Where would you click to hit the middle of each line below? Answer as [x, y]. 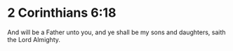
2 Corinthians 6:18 [62, 13]
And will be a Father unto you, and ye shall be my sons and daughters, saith [116, 32]
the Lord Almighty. [34, 39]
